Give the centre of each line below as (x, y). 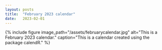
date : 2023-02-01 (25, 18)
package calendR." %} (28, 43)
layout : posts (20, 9)
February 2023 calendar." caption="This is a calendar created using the (77, 37)
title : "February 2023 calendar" (40, 14)
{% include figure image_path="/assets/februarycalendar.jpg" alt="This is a (81, 33)
